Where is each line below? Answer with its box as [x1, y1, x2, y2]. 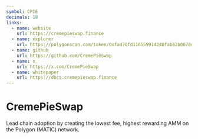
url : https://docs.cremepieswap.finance [16, 75, 117, 80]
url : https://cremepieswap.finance [16, 31, 104, 37]
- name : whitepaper [11, 69, 60, 75]
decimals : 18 [6, 14, 38, 20]
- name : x [11, 58, 35, 64]
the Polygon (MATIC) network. [6, 126, 80, 133]
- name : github [11, 47, 49, 53]
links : [6, 20, 22, 25]
